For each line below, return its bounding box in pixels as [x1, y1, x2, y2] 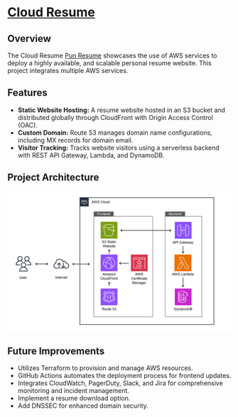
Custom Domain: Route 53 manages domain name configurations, [17, 128, 212, 137]
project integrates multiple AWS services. [7, 67, 129, 74]
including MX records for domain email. [17, 135, 134, 144]
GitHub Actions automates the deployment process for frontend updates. [17, 372, 232, 380]
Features [7, 87, 48, 99]
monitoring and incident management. [17, 387, 130, 395]
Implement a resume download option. [17, 394, 131, 403]
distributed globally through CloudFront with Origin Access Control [17, 113, 213, 121]
